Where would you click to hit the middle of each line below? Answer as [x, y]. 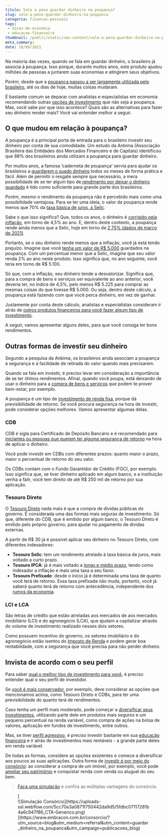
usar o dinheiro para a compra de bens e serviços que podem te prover [79, 384]
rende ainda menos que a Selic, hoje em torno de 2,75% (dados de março [81, 228]
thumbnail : [16, 38]
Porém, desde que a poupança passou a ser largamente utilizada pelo [77, 82]
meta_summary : [20, 43]
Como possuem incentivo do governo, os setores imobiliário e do [72, 636]
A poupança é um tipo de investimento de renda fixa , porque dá [71, 399]
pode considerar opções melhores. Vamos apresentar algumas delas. [77, 409]
